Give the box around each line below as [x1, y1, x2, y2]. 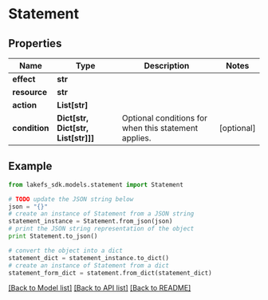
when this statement [121, 123, 199, 133]
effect [12, 73, 36, 85]
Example [8, 160, 53, 173]
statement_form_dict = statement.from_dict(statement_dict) [8, 269, 213, 277]
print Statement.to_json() [8, 232, 98, 240]
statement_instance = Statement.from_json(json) [8, 217, 173, 226]
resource [12, 87, 48, 97]
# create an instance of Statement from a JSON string [8, 210, 195, 218]
